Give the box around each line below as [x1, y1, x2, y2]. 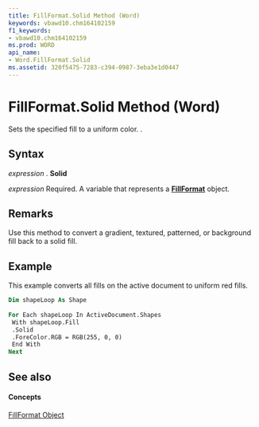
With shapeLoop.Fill [11, 318, 80, 327]
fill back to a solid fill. [8, 237, 78, 246]
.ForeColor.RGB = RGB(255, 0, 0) [11, 333, 123, 341]
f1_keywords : [8, 26, 52, 34]
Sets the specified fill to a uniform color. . [8, 124, 143, 134]
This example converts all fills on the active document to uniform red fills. [8, 280, 249, 291]
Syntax [8, 147, 44, 161]
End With [11, 340, 41, 349]
